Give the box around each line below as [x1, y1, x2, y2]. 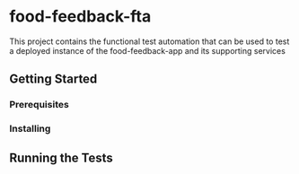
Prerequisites [9, 99, 69, 111]
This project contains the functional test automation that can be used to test [9, 36, 290, 47]
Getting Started [9, 72, 98, 87]
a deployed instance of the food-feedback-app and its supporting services [9, 45, 286, 56]
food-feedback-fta [9, 6, 152, 27]
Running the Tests [9, 150, 114, 165]
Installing [9, 123, 51, 135]
